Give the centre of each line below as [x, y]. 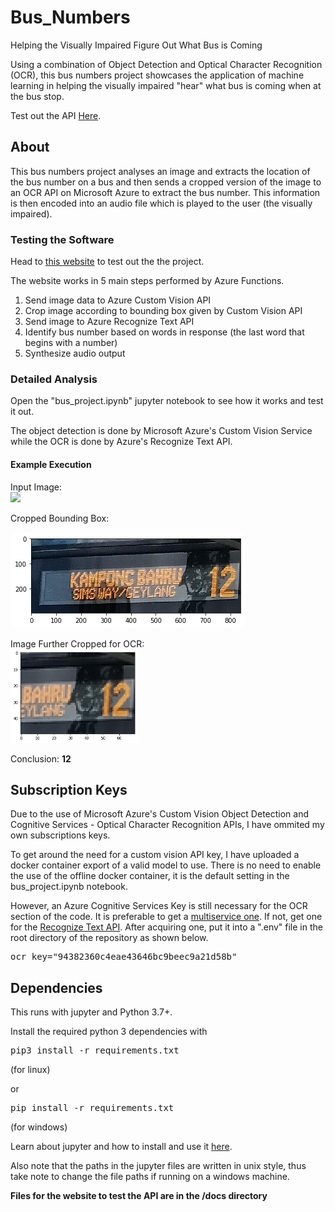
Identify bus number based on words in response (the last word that [164, 332]
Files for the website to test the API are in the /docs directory [139, 1196]
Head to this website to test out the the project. [107, 262]
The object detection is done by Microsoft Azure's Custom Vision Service [161, 431]
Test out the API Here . [56, 115]
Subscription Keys [69, 789]
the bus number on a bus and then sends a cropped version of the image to [166, 182]
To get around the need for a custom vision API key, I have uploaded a [155, 855]
